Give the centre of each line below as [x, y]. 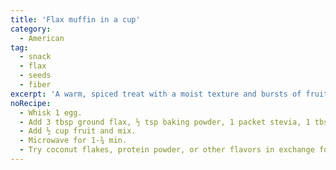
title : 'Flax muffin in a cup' [75, 19]
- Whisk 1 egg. [51, 112]
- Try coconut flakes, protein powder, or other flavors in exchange [167, 150]
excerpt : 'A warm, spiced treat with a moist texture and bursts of [156, 94]
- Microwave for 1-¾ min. [73, 141]
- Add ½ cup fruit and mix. [78, 131]
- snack [35, 57]
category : [31, 29]
